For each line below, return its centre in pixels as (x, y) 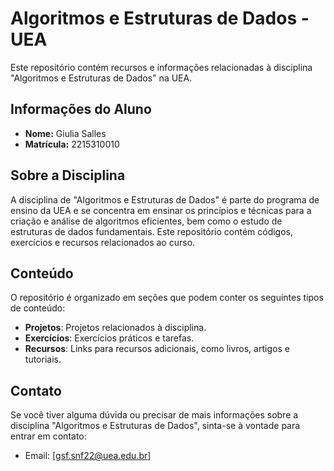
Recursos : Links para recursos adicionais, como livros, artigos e (157, 349)
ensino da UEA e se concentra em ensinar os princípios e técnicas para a (161, 210)
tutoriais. (43, 359)
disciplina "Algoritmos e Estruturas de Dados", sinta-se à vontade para (155, 426)
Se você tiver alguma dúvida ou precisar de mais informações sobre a (154, 415)
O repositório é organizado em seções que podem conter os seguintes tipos (167, 298)
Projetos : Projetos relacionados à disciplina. (115, 328)
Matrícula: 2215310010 (72, 144)
